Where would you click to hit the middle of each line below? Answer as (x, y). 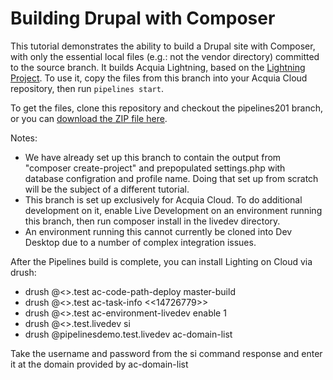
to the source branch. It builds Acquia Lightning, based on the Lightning (158, 67)
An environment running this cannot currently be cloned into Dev (158, 231)
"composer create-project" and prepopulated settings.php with (155, 168)
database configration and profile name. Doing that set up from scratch (171, 178)
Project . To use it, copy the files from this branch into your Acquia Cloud (159, 78)
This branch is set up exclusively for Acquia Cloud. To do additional (163, 199)
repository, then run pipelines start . (87, 88)
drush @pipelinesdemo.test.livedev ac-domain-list (128, 334)
